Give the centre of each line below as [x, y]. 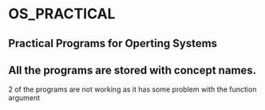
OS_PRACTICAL [62, 14]
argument [24, 98]
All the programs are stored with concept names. [132, 70]
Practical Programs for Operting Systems [113, 43]
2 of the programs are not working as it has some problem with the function [132, 89]
